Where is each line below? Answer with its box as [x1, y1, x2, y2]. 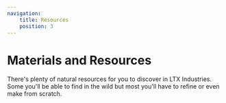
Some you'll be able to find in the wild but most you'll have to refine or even [7, 82, 221, 91]
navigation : [7, 10, 41, 17]
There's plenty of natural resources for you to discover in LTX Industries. [7, 75, 212, 83]
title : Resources [19, 16, 69, 23]
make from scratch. [7, 90, 62, 98]
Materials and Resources [7, 52, 152, 68]
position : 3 [19, 23, 53, 30]
